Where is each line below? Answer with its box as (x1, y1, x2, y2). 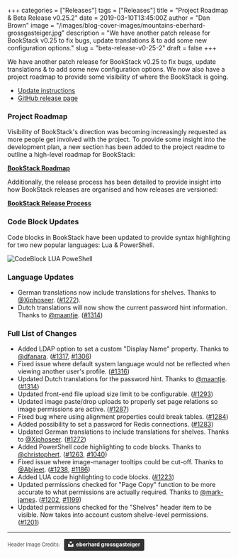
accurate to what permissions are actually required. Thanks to (17, 488, 199, 496)
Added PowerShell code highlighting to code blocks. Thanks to (17, 443, 202, 452)
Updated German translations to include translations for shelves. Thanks (17, 427, 229, 436)
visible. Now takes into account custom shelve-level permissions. (17, 510, 209, 519)
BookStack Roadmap (7, 164, 71, 173)
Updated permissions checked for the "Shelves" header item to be (17, 503, 212, 512)
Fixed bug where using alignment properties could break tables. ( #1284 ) (17, 412, 229, 421)
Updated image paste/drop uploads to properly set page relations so (17, 398, 218, 406)
